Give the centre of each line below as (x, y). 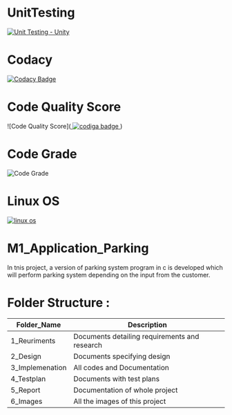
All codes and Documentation (121, 367)
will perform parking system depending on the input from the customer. (109, 275)
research (88, 345)
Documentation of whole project (126, 390)
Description (147, 324)
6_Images (27, 401)
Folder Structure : (59, 303)
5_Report (26, 390)
